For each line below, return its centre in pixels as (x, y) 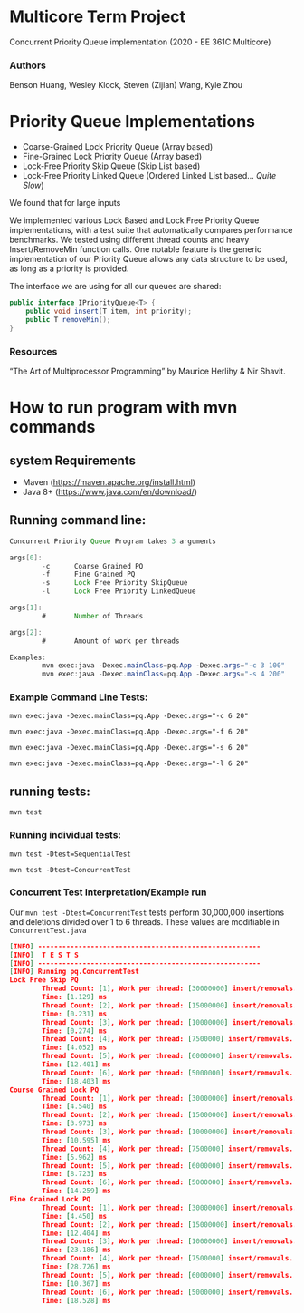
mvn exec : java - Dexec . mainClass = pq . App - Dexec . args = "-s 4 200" (163, 674)
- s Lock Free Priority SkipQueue (115, 583)
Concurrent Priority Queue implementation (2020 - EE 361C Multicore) (140, 42)
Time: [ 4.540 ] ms (74, 1107)
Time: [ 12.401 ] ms (76, 1065)
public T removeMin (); (68, 319)
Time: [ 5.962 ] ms (74, 1157)
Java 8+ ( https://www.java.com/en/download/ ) (109, 491)
